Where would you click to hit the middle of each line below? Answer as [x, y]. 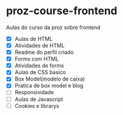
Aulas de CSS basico [40, 72]
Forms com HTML [37, 59]
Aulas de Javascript [39, 99]
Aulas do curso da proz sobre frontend [53, 27]
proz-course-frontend [62, 11]
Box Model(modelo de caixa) [50, 79]
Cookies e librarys [37, 106]
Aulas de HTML [33, 39]
